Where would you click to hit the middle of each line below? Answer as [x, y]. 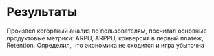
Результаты [42, 12]
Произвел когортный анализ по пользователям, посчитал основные [107, 31]
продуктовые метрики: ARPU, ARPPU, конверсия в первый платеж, [105, 38]
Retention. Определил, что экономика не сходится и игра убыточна [105, 45]
